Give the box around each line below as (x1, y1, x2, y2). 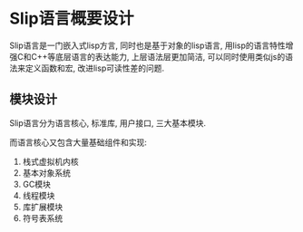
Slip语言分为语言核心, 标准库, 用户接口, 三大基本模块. (9, 117, 207, 128)
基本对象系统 (22, 167, 71, 178)
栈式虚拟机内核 (22, 156, 79, 167)
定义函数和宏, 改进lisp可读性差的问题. (24, 63, 165, 73)
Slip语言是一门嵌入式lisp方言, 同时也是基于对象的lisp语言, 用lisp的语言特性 (9, 40, 286, 51)
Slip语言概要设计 (9, 8, 134, 29)
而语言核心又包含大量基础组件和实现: (9, 137, 148, 148)
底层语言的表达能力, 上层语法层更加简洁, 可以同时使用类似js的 (54, 51, 286, 62)
